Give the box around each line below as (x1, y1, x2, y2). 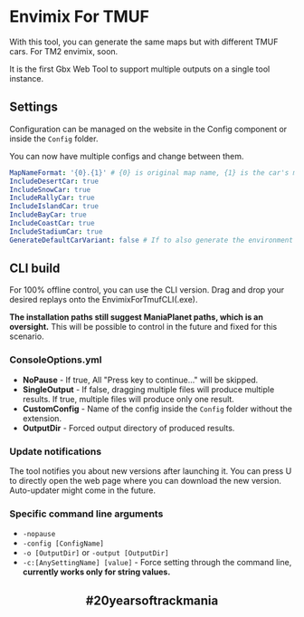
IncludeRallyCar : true (9, 193, 95, 203)
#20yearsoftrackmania (85, 593, 219, 608)
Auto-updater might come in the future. (9, 485, 157, 496)
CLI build (9, 261, 61, 276)
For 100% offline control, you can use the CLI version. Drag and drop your (9, 284, 285, 295)
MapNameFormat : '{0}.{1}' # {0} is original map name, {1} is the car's (9, 168, 290, 178)
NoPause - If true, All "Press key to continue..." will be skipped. (22, 374, 259, 385)
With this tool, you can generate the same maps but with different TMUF (9, 36, 279, 47)
